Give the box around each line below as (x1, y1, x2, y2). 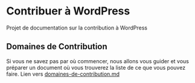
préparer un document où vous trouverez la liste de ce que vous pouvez (6, 64, 186, 71)
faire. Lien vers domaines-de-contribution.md (6, 70, 120, 78)
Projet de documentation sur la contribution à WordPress (6, 24, 148, 31)
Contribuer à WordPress (6, 4, 130, 18)
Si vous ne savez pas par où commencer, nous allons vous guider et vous (6, 57, 189, 64)
